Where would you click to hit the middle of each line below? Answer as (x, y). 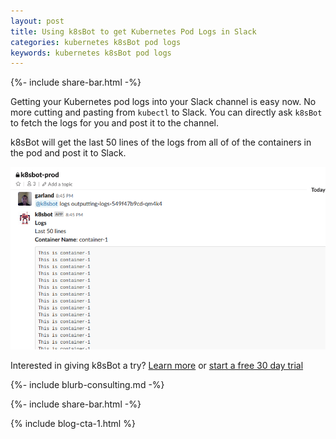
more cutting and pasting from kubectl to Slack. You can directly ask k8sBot (166, 112)
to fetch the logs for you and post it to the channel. (115, 123)
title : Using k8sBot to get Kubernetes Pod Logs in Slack (133, 31)
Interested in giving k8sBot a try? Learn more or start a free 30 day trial (157, 365)
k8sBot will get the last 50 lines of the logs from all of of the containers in (161, 142)
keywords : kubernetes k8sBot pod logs (91, 53)
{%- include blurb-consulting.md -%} (87, 384)
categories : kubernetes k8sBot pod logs (96, 42)
